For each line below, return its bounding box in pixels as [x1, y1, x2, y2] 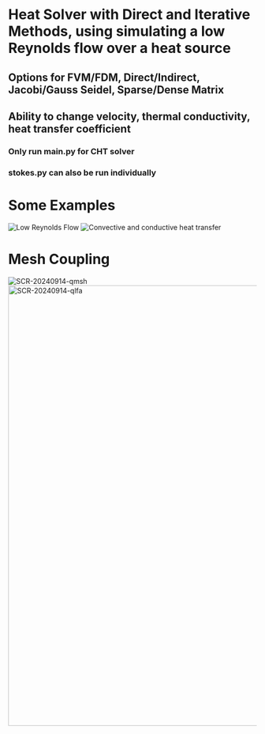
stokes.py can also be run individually [8, 167, 156, 178]
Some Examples [8, 196, 116, 214]
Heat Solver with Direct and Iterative [8, 6, 251, 24]
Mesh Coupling [8, 250, 110, 268]
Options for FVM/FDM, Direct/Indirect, [8, 70, 200, 84]
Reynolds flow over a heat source [8, 40, 231, 57]
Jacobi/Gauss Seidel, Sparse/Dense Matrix [8, 83, 225, 96]
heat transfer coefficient [8, 122, 132, 135]
